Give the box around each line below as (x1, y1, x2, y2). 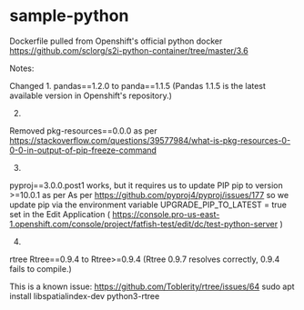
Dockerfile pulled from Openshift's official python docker (9, 35, 223, 46)
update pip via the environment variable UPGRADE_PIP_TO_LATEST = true (9, 199, 288, 210)
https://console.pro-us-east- (112, 208, 220, 219)
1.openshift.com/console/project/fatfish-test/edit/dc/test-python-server (9, 218, 279, 229)
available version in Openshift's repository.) (9, 90, 173, 101)
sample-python (9, 5, 129, 26)
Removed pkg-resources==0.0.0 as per (9, 125, 157, 136)
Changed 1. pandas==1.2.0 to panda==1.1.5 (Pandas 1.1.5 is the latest (9, 80, 267, 91)
